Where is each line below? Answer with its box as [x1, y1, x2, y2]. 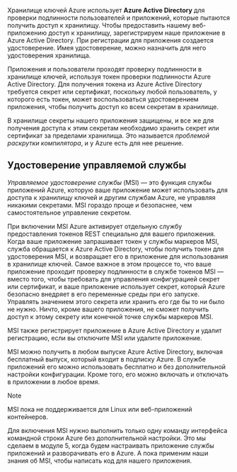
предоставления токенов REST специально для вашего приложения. [7, 230, 216, 238]
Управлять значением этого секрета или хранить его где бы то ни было [7, 297, 225, 305]
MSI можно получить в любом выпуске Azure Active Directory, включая [7, 347, 223, 356]
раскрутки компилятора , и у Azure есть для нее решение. [7, 139, 184, 147]
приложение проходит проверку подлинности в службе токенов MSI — [7, 267, 224, 276]
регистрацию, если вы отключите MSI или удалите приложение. [7, 333, 203, 342]
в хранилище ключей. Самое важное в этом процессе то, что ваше [7, 259, 212, 268]
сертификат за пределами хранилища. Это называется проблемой [7, 131, 210, 140]
